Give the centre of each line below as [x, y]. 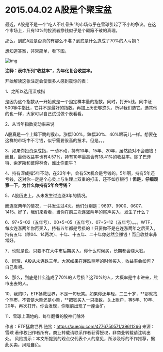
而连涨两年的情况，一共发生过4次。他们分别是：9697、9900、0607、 [75, 206]
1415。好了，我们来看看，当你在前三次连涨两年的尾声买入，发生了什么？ [77, 212]
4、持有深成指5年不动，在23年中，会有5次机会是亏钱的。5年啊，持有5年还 [80, 173]
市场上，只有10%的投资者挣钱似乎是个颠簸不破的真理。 [65, 30]
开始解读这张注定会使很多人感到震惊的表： [48, 81]
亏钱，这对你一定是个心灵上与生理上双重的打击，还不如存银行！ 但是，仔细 [79, 179]
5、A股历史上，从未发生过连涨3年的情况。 [47, 195]
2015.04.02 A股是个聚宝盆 [58, 10]
